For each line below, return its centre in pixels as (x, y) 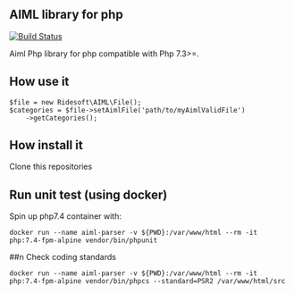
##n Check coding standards (63, 257)
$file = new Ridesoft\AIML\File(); (76, 102)
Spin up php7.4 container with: (66, 216)
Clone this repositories (51, 167)
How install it (46, 145)
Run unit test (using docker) (88, 194)
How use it (39, 82)
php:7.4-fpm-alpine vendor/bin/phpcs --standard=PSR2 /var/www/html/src (147, 281)
